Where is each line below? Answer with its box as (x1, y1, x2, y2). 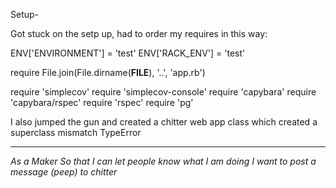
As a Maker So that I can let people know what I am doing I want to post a (10, 155, 317, 167)
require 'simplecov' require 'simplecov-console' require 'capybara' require (10, 86, 317, 98)
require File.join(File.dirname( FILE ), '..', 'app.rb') (10, 67, 206, 78)
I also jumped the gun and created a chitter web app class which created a (10, 116, 318, 128)
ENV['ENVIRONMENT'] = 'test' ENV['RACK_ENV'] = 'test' (10, 47, 246, 59)
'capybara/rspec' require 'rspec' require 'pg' (10, 97, 194, 108)
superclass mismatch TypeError (10, 127, 142, 138)
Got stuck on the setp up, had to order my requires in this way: (10, 28, 268, 39)
